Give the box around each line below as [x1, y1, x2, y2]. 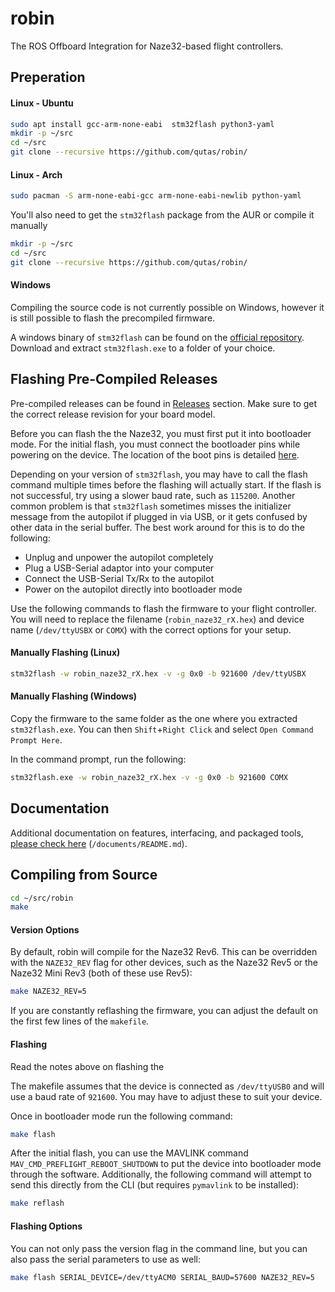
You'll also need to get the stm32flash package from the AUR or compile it [10, 209, 315, 221]
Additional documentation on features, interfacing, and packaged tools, [10, 827, 304, 839]
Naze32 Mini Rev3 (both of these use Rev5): [10, 967, 193, 979]
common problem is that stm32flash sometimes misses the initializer [10, 500, 292, 512]
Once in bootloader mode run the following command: [10, 1110, 233, 1122]
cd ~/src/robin [10, 893, 74, 903]
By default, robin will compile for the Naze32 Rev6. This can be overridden [10, 946, 318, 958]
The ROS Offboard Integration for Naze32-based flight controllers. [10, 40, 284, 52]
